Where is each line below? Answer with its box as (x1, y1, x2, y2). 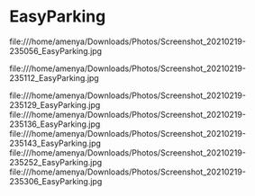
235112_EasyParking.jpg (9, 72, 99, 83)
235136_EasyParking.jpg (9, 119, 101, 129)
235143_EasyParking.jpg (9, 138, 102, 148)
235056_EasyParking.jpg (9, 45, 102, 56)
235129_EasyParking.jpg (9, 99, 101, 110)
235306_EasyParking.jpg (9, 175, 103, 186)
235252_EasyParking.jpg (9, 156, 103, 167)
